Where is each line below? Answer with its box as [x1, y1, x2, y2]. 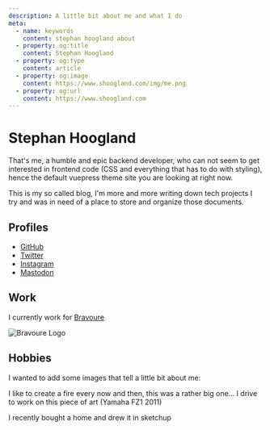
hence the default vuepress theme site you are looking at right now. [8, 173, 233, 182]
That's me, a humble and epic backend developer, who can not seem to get [8, 156, 260, 165]
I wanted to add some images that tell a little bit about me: [8, 373, 201, 382]
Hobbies [8, 352, 53, 365]
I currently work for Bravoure [8, 312, 105, 322]
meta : [8, 19, 27, 27]
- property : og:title [15, 42, 89, 50]
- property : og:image [15, 72, 89, 80]
